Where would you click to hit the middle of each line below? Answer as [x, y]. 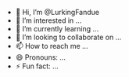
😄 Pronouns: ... [41, 57]
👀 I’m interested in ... [48, 20]
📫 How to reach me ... [52, 46]
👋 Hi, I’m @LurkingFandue [57, 12]
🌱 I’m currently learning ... [57, 29]
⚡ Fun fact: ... [37, 66]
